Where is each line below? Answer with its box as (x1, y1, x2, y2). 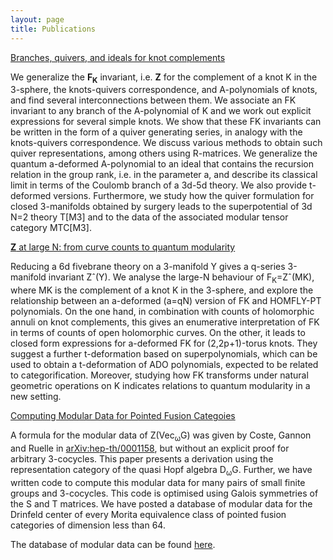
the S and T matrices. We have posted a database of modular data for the (10, 497, 313, 510)
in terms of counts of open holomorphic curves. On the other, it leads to (10, 327, 306, 339)
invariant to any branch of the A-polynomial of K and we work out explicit (10, 105, 312, 117)
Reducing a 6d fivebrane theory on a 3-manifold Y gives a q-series (10, 261, 286, 273)
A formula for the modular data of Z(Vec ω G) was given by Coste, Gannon (10, 429, 312, 443)
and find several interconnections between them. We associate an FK (10, 94, 297, 106)
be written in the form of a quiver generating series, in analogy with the (10, 126, 303, 138)
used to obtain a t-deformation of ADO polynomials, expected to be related (10, 359, 319, 371)
